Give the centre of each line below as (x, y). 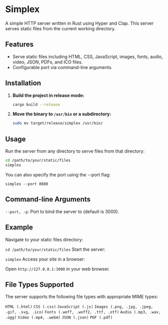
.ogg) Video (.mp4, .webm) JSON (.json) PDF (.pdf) (59, 318)
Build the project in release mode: (48, 95)
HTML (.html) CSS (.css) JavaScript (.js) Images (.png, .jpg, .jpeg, (79, 307)
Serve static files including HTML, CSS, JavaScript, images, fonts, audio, (88, 56)
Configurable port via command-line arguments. (62, 67)
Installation (23, 83)
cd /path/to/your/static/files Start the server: (55, 249)
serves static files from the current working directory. (60, 28)
